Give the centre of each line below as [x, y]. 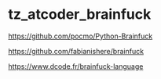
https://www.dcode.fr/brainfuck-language [76, 66]
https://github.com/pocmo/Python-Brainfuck [80, 36]
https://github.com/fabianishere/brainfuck [76, 51]
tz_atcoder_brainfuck [80, 14]
